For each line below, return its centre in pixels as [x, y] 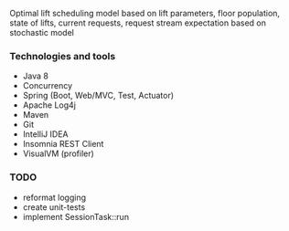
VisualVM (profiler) [58, 153]
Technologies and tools [63, 56]
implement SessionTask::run [76, 216]
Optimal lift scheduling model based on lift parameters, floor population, [145, 13]
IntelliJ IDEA [45, 134]
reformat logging [54, 197]
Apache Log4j [49, 105]
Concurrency [48, 86]
